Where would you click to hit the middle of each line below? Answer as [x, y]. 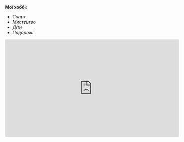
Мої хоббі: [16, 7]
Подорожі [23, 32]
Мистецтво [24, 22]
